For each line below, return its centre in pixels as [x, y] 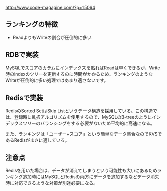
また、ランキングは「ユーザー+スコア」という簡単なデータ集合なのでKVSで [84, 134]
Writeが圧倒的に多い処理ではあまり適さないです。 [57, 80]
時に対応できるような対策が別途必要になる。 [52, 183]
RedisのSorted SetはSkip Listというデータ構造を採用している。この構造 [79, 111]
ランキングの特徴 [32, 24]
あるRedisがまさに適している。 [37, 140]
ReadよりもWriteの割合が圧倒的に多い [52, 37]
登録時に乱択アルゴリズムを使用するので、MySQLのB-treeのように [83, 117]
